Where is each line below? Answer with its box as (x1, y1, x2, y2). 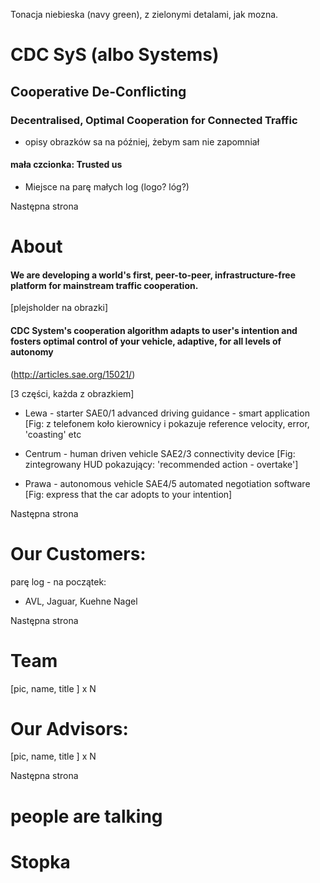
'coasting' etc (24, 428, 82, 440)
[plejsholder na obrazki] (10, 302, 109, 314)
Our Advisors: (10, 717, 129, 740)
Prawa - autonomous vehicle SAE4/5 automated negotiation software (24, 477, 311, 489)
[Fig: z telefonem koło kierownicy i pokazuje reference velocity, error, (24, 417, 310, 429)
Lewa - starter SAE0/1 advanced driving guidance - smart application (24, 407, 310, 419)
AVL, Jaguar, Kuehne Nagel (24, 595, 138, 607)
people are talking (10, 805, 163, 828)
